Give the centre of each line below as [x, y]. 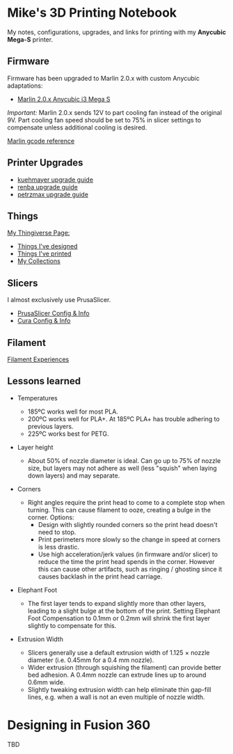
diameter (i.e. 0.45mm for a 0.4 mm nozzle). [91, 660]
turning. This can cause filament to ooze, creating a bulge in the [119, 510]
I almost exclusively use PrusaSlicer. [59, 300]
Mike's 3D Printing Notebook [92, 13]
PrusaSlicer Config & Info [53, 313]
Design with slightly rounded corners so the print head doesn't [128, 524]
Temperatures [37, 398]
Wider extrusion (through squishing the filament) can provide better [124, 667]
